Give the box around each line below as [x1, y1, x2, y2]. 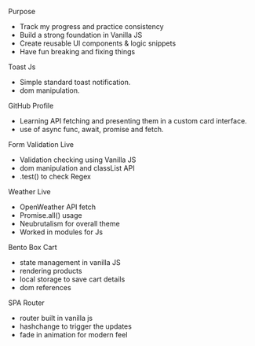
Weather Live [8, 187, 51, 196]
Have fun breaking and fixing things [19, 47, 136, 56]
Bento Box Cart [8, 243, 57, 252]
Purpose [8, 7, 36, 16]
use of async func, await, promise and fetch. [19, 125, 164, 134]
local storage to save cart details [19, 274, 126, 284]
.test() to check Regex [19, 172, 92, 181]
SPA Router [8, 298, 45, 307]
